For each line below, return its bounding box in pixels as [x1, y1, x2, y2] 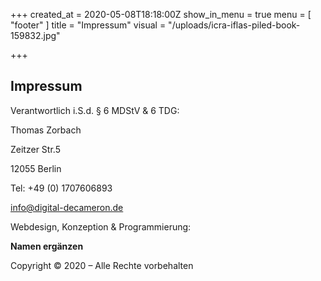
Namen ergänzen [10, 240, 84, 252]
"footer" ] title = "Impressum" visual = [10, 19, 167, 31]
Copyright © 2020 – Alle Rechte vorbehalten [10, 259, 194, 271]
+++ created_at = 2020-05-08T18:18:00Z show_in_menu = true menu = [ [10, 9, 312, 20]
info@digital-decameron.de [10, 201, 124, 213]
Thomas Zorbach [10, 124, 82, 136]
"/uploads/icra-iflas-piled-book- [168, 19, 301, 31]
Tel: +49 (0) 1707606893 [10, 182, 113, 194]
